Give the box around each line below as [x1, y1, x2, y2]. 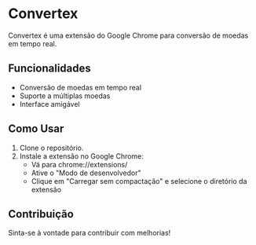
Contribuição [8, 207, 75, 221]
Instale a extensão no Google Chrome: [19, 151, 144, 161]
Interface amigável [19, 99, 80, 108]
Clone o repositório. [19, 143, 84, 152]
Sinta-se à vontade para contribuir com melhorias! [8, 229, 171, 238]
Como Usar [8, 122, 64, 136]
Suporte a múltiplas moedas [19, 91, 111, 101]
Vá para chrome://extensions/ [31, 159, 128, 169]
